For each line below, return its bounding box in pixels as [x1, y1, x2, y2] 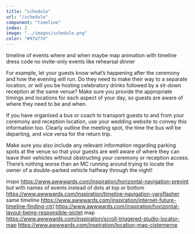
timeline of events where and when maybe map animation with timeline [6, 52, 177, 58]
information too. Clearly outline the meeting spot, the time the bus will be [6, 124, 182, 131]
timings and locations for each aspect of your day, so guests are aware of [6, 94, 183, 101]
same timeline [6, 197, 40, 204]
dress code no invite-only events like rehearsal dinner [6, 58, 135, 65]
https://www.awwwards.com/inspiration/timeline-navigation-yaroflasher [6, 191, 180, 197]
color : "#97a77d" [6, 36, 48, 42]
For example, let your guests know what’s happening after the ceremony [6, 70, 180, 76]
